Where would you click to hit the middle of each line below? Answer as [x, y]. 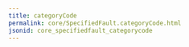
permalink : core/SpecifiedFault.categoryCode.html [95, 23]
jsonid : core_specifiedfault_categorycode [80, 30]
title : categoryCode [43, 16]
